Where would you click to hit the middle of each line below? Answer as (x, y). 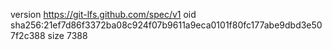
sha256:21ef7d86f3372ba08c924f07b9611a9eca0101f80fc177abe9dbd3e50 (166, 25)
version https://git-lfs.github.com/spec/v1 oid (103, 14)
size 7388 (67, 35)
